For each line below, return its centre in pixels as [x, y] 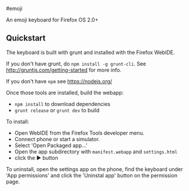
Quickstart [26, 38]
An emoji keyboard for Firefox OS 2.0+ [52, 20]
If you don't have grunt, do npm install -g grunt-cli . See [76, 63]
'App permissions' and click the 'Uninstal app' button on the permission [92, 175]
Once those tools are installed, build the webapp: [65, 93]
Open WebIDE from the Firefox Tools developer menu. [79, 133]
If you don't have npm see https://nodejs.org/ [59, 81]
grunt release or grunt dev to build [57, 110]
